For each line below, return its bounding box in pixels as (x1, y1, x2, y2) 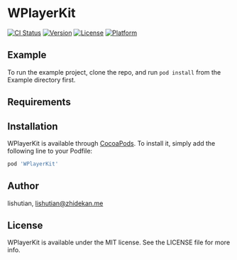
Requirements (7, 96, 71, 108)
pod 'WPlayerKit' (7, 160, 59, 168)
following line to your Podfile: (7, 146, 93, 155)
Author (7, 180, 39, 193)
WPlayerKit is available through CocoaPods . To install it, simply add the (7, 139, 216, 147)
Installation (7, 120, 58, 132)
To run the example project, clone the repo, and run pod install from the (7, 67, 221, 76)
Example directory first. (7, 75, 76, 84)
